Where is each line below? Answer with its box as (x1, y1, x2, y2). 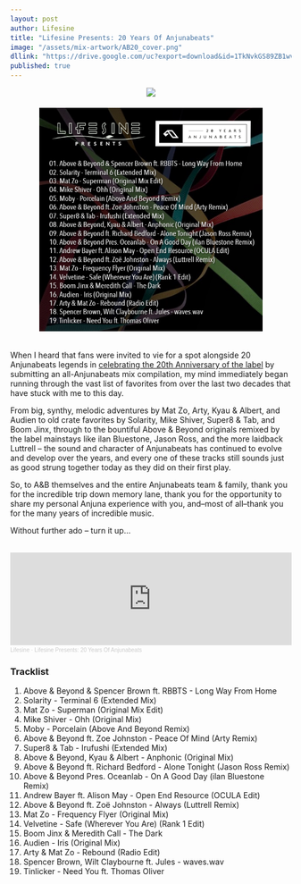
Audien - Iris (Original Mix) (22, 838, 121, 848)
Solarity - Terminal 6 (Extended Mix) (22, 695, 157, 706)
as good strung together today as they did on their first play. (10, 462, 231, 473)
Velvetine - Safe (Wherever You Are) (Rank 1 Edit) (22, 819, 205, 829)
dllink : (10, 52, 39, 62)
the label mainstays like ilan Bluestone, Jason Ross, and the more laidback (10, 434, 284, 444)
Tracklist (10, 665, 50, 678)
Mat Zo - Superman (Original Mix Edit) (22, 704, 163, 715)
